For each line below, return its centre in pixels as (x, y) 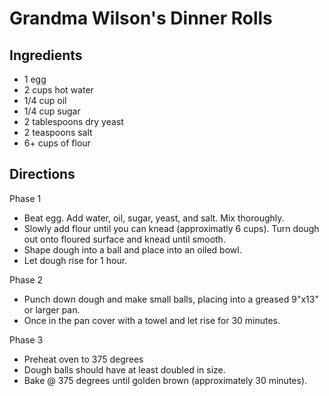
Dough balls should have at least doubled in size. (124, 369)
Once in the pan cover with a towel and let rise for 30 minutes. (152, 320)
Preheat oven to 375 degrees (83, 359)
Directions (42, 174)
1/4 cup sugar (52, 111)
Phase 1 (25, 198)
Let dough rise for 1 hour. (75, 260)
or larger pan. (52, 309)
